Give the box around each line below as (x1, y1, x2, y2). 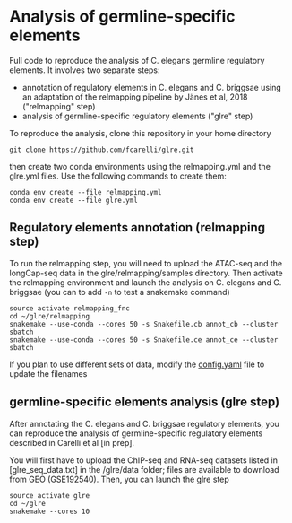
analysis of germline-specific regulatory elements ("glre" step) (21, 110, 253, 121)
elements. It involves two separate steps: (9, 65, 160, 75)
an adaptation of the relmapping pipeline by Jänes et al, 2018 (21, 92, 248, 102)
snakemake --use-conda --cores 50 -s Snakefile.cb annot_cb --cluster (9, 319, 279, 328)
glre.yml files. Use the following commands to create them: (9, 170, 227, 181)
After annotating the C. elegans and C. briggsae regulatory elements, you (9, 418, 279, 429)
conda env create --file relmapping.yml (9, 187, 163, 196)
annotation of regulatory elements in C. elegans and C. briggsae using (21, 82, 282, 92)
